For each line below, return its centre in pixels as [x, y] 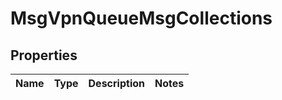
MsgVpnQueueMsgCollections [141, 18]
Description [116, 83]
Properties [44, 55]
